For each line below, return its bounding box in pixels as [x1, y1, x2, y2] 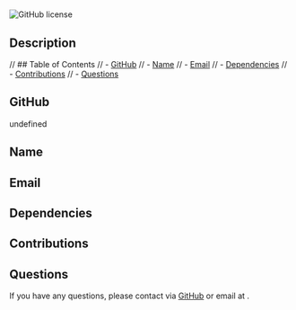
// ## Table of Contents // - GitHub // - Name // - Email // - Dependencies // [9, 59, 288, 69]
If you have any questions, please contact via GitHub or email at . [9, 290, 249, 301]
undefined [9, 118, 48, 129]
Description [9, 35, 76, 50]
